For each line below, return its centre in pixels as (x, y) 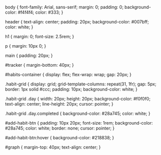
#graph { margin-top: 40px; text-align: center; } (53, 147)
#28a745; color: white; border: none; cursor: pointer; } (60, 128)
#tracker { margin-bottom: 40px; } (40, 65)
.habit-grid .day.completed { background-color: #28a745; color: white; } (78, 113)
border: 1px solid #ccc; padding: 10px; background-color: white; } (71, 89)
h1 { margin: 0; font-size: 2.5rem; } (40, 37)
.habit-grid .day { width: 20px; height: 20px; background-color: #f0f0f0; (78, 99)
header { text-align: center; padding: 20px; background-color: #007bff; (77, 22)
